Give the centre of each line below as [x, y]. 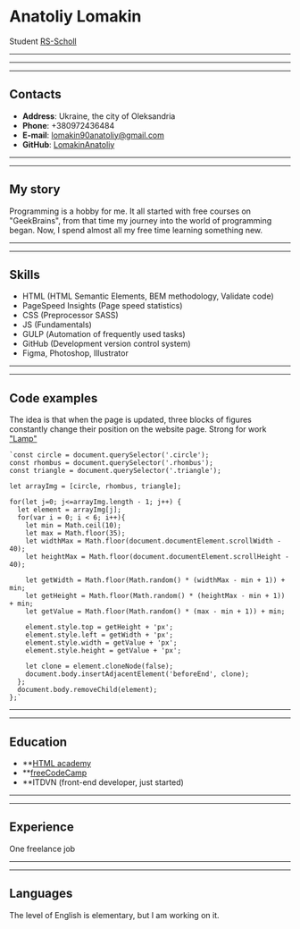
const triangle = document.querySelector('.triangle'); [115, 471]
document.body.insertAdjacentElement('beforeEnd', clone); [137, 674]
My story [35, 190]
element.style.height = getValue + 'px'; [103, 651]
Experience [42, 828]
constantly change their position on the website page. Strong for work [138, 429]
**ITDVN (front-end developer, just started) [103, 782]
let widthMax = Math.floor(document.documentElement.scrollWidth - [153, 541]
